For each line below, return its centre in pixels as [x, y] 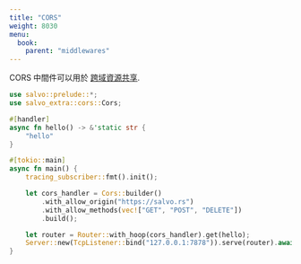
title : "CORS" [36, 18]
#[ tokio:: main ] [38, 161]
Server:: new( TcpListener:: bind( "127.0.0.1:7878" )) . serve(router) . [152, 243]
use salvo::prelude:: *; [54, 95]
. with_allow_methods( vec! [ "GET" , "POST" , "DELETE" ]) [142, 210]
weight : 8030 [34, 26]
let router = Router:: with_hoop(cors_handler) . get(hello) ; [138, 234]
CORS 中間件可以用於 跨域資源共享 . [75, 78]
